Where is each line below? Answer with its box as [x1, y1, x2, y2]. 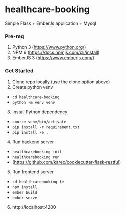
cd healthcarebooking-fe [12, 179, 64, 184]
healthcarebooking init [12, 149, 62, 154]
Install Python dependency [12, 109, 68, 115]
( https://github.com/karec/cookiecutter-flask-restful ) [12, 159, 121, 165]
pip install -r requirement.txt [12, 124, 80, 130]
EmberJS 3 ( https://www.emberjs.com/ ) [12, 55, 95, 61]
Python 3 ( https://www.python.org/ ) [12, 44, 86, 50]
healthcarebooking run [12, 154, 60, 160]
